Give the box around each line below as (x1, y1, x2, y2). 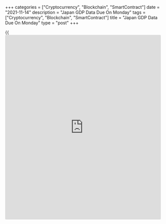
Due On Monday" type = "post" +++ (5, 20, 79, 26)
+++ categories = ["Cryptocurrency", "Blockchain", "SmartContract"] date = (5, 4, 160, 10)
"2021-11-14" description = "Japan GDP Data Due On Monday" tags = (5, 9, 146, 15)
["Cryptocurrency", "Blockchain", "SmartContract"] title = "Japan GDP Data (5, 15, 158, 20)
